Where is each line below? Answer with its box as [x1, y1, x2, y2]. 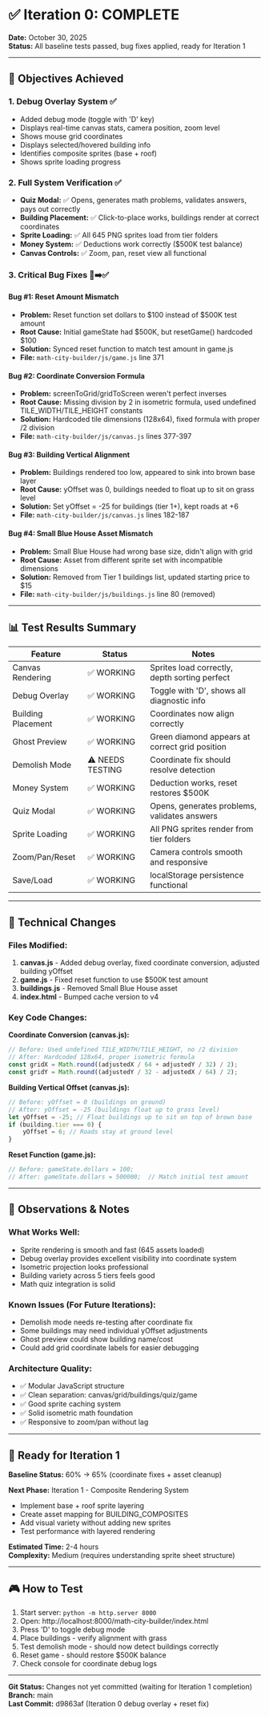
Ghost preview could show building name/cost [19, 1334, 174, 1344]
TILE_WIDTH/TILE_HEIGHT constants [19, 406, 143, 416]
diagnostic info [149, 696, 206, 707]
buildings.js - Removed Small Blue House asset [19, 984, 178, 993]
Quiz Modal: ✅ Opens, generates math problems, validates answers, [19, 195, 247, 205]
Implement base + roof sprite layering [19, 1501, 145, 1511]
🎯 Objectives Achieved [8, 72, 124, 86]
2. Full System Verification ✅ [8, 176, 122, 188]
